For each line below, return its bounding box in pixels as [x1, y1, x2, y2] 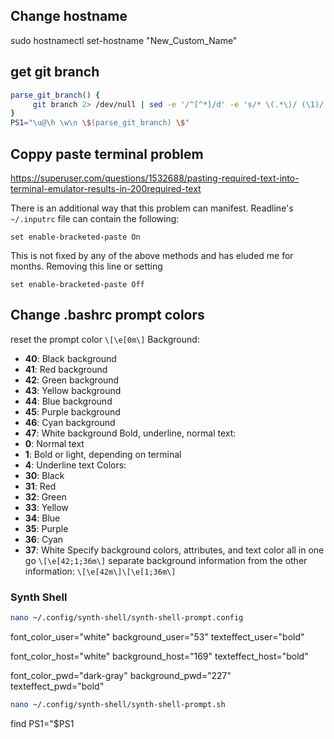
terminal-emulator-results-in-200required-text [10, 182, 202, 194]
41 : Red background [24, 363, 108, 375]
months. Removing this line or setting [10, 260, 163, 272]
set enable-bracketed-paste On [10, 232, 141, 242]
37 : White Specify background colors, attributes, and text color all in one [24, 544, 325, 556]
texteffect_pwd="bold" [10, 680, 105, 692]
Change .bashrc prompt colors [10, 307, 205, 324]
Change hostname [10, 8, 128, 25]
